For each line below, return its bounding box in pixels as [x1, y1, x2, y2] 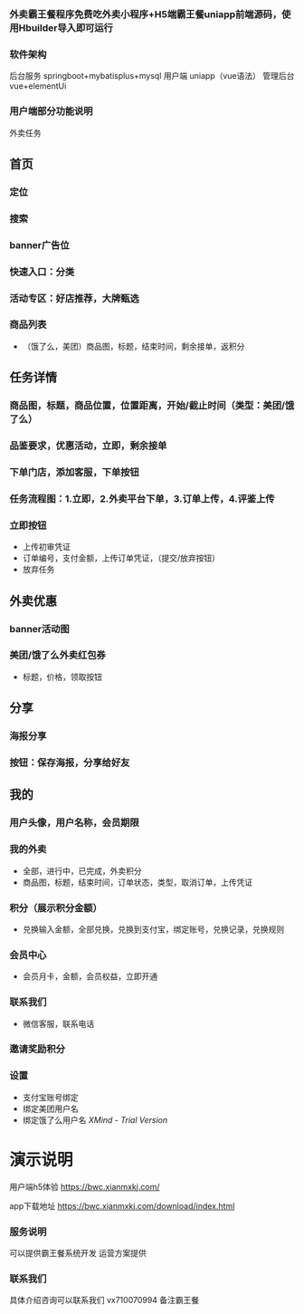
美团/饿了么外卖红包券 [9, 649, 106, 662]
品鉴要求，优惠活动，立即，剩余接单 [9, 439, 167, 452]
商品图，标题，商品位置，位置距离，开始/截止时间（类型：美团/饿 [9, 399, 295, 412]
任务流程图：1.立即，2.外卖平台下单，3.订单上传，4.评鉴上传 [9, 492, 275, 504]
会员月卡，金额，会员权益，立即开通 [22, 971, 158, 982]
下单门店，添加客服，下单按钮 [9, 465, 140, 478]
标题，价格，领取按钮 [22, 671, 102, 682]
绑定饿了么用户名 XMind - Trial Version [22, 1114, 168, 1125]
